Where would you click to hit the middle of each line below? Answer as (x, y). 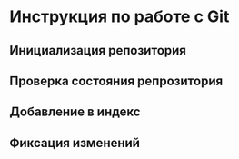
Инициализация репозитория (98, 50)
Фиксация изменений (75, 143)
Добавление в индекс (75, 112)
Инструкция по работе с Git (119, 17)
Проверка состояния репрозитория (116, 80)
